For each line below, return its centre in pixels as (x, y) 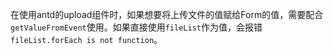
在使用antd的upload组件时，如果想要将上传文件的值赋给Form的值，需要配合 (167, 14)
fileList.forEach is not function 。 (86, 39)
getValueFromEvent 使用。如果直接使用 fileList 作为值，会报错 (136, 27)
